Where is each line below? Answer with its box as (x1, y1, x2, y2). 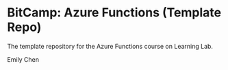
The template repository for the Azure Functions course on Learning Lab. (7, 42, 214, 50)
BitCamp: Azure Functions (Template (7, 5, 221, 21)
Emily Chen (7, 55, 40, 63)
